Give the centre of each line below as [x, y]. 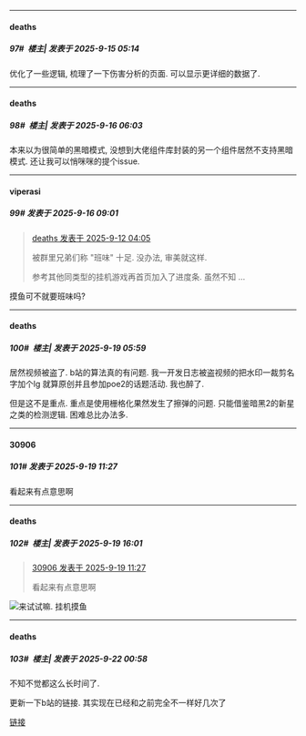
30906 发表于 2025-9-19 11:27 [89, 568]
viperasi [25, 191]
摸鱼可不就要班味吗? [48, 296]
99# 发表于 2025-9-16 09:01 [64, 213]
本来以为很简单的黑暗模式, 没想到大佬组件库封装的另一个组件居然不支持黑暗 [151, 150]
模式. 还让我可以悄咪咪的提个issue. [75, 161]
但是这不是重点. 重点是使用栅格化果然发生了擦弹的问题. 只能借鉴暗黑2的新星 [152, 404]
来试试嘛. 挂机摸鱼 [53, 607]
